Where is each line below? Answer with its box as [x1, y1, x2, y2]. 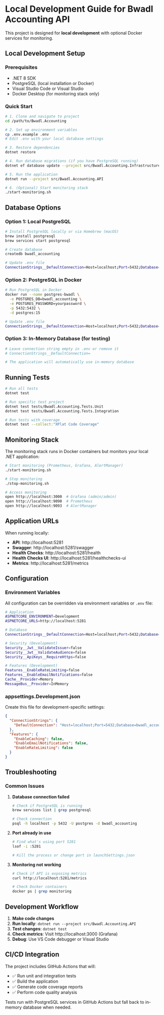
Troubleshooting [5, 768, 57, 777]
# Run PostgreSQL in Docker [5, 287, 62, 293]
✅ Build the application [12, 978, 59, 984]
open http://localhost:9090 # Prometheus [5, 499, 93, 504]
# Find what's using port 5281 [12, 840, 76, 844]
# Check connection [12, 817, 52, 821]
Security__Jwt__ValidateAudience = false [5, 650, 86, 655]
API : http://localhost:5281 [12, 539, 63, 545]
